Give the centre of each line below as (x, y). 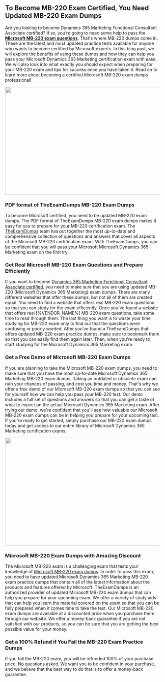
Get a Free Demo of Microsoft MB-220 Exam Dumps (68, 357)
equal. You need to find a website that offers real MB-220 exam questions (80, 303)
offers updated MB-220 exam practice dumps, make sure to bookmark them (82, 334)
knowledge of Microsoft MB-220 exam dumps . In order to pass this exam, (80, 571)
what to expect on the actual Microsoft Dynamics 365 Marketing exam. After (82, 405)
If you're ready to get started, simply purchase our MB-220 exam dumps (79, 420)
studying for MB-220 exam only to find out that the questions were (72, 324)
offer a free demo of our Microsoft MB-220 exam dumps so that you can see (82, 389)
